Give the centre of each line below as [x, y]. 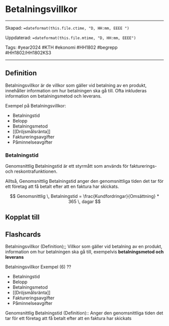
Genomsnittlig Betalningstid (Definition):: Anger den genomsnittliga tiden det [84, 313]
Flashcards [23, 234]
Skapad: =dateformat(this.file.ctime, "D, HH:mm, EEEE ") [67, 28]
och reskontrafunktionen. [31, 171]
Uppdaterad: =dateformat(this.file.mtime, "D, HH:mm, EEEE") [71, 37]
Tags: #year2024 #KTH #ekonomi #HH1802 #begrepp [61, 47]
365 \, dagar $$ [84, 201]
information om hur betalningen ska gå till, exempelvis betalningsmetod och [84, 252]
